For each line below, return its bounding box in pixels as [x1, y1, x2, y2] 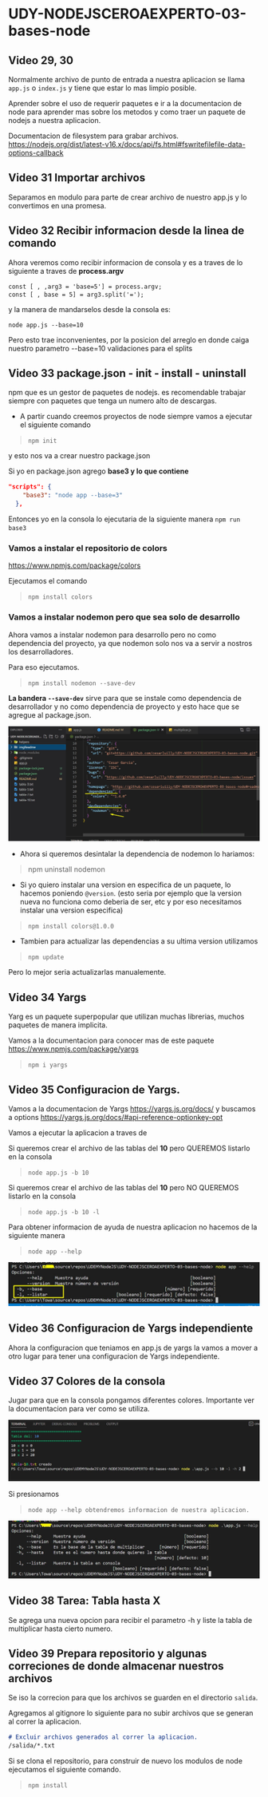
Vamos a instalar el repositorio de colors [8, 542, 167, 553]
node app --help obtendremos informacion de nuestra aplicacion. [27, 1506, 250, 1514]
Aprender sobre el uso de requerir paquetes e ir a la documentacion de [8, 99, 242, 108]
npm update [27, 953, 65, 962]
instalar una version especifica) [19, 905, 124, 915]
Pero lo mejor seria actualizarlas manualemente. [8, 968, 167, 977]
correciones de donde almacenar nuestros [8, 1659, 225, 1672]
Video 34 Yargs [8, 991, 87, 1004]
